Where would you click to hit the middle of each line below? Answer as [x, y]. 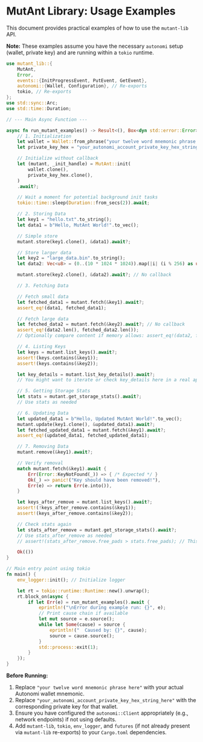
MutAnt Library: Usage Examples [91, 11]
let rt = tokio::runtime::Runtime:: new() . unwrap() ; [83, 591]
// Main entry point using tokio [48, 569]
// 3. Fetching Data [43, 286]
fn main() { [21, 574]
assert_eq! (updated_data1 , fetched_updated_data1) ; [83, 436]
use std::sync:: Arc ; [32, 103]
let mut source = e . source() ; [76, 619]
